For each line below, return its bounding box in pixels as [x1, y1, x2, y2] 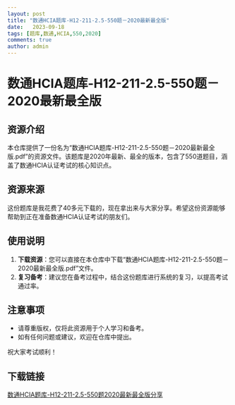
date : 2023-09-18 [7, 23, 65, 30]
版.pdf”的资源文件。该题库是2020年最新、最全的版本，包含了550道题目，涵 [7, 152, 228, 161]
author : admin [7, 43, 49, 50]
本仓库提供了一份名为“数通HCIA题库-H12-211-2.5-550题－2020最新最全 [7, 144, 215, 151]
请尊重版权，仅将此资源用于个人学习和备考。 [17, 324, 148, 332]
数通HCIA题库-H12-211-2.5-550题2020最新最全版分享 [7, 390, 164, 399]
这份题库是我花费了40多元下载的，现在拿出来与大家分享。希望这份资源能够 [7, 204, 226, 212]
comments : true [7, 37, 52, 44]
